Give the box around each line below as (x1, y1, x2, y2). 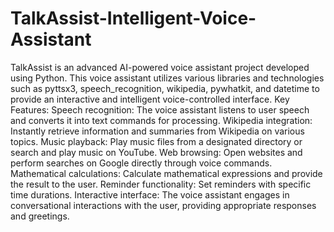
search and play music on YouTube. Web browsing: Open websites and (10, 146, 303, 158)
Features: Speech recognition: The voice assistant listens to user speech (10, 103, 310, 116)
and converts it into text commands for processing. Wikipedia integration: (10, 114, 313, 126)
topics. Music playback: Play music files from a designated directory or (10, 135, 303, 147)
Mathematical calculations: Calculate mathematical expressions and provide (10, 167, 323, 179)
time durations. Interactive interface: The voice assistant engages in (10, 188, 290, 201)
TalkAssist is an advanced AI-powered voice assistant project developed (10, 61, 310, 73)
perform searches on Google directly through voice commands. (10, 157, 273, 169)
